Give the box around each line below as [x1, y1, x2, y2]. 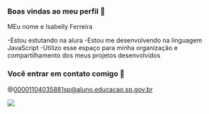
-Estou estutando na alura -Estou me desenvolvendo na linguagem [7, 36, 203, 45]
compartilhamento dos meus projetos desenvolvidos [7, 51, 161, 59]
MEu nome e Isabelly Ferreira [7, 23, 93, 31]
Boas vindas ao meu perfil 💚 [7, 6, 106, 16]
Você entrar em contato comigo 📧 [7, 69, 125, 79]
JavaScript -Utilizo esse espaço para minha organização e [7, 44, 179, 52]
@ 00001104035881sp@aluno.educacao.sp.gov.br [7, 85, 153, 93]
